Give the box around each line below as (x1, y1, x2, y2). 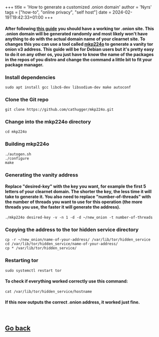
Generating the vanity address (5, 171, 79, 178)
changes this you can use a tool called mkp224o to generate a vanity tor (5, 41, 154, 47)
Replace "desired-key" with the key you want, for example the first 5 (5, 183, 146, 189)
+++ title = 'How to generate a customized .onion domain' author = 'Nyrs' (5, 4, 152, 10)
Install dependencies (5, 74, 56, 81)
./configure (5, 156, 29, 161)
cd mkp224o (5, 129, 27, 134)
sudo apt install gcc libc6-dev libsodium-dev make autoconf (5, 85, 131, 89)
